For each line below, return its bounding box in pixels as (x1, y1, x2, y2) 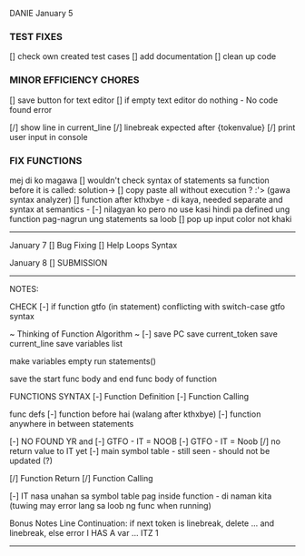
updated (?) (9, 455, 53, 466)
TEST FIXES (9, 30, 64, 43)
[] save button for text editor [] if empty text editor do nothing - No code (9, 95, 279, 106)
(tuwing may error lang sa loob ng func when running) (9, 500, 212, 511)
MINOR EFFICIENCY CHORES (9, 74, 140, 86)
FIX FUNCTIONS (9, 154, 83, 167)
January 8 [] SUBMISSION (9, 257, 108, 268)
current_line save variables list (9, 338, 123, 349)
